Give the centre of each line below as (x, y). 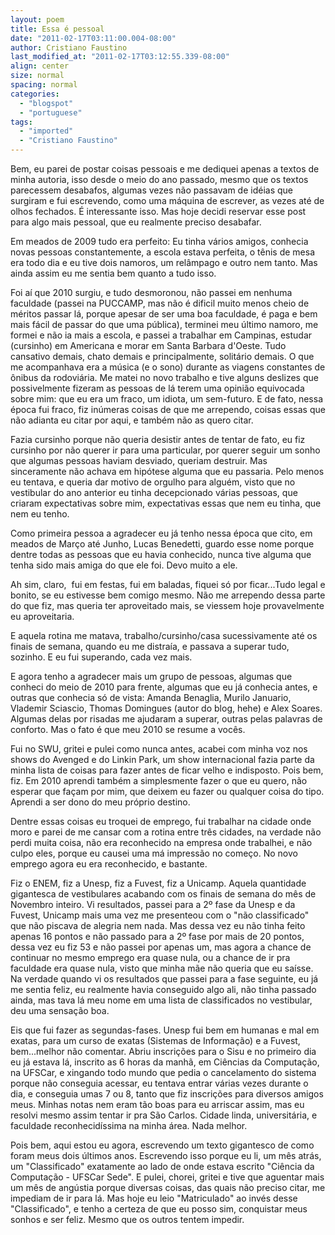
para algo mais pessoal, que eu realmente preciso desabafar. (136, 222)
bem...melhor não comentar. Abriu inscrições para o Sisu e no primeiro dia (163, 1051)
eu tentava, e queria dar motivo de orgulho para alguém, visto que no (153, 482)
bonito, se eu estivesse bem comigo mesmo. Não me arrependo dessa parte (168, 595)
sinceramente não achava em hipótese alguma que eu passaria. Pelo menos (167, 471)
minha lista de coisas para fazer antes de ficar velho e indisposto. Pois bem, (167, 770)
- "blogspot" (46, 103)
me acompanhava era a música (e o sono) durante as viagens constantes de (168, 367)
